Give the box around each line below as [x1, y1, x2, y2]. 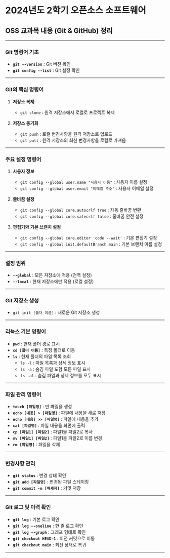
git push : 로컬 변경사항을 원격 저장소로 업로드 [20, 131, 113, 137]
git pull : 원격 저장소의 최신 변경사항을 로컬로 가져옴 [20, 137, 126, 143]
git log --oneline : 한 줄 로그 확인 [12, 523, 83, 529]
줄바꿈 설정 [12, 196, 34, 202]
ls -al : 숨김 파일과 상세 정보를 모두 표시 [20, 372, 101, 378]
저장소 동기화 [12, 120, 39, 126]
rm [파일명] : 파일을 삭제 [12, 442, 60, 448]
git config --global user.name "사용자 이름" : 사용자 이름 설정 [20, 179, 148, 185]
